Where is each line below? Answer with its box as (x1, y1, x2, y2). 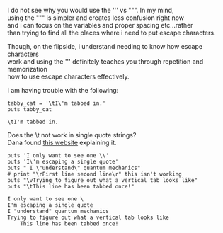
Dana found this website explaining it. (7, 138, 117, 147)
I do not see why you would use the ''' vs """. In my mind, (7, 6, 174, 14)
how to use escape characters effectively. (7, 72, 130, 81)
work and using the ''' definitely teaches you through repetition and (7, 57, 204, 66)
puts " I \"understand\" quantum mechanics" (7, 164, 141, 171)
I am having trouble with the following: (7, 86, 119, 94)
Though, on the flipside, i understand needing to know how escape (7, 42, 203, 50)
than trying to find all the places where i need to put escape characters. (7, 28, 216, 37)
